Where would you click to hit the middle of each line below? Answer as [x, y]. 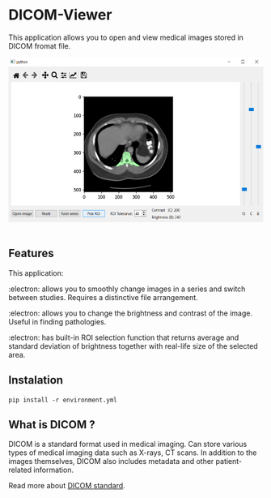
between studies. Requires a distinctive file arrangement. [103, 297]
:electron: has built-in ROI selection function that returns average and [124, 337]
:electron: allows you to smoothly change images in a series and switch [127, 289]
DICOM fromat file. [40, 45]
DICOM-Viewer [60, 15]
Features [31, 253]
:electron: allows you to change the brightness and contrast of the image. [131, 313]
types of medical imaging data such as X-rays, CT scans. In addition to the [133, 453]
